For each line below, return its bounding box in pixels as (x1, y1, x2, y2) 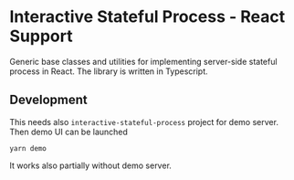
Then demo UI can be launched (9, 126, 128, 137)
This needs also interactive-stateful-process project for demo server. (9, 116, 278, 127)
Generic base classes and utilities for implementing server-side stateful (9, 56, 278, 67)
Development (9, 92, 89, 108)
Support (9, 26, 73, 47)
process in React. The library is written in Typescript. (9, 66, 208, 77)
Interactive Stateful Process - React (9, 6, 286, 27)
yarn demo (9, 143, 47, 153)
